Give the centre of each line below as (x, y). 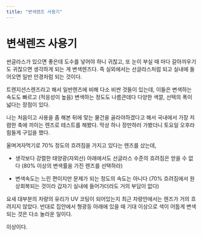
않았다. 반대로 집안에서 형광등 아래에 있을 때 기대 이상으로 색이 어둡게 (104, 206)
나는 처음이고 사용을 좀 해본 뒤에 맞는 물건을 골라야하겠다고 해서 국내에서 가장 (97, 117)
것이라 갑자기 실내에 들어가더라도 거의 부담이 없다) (100, 186)
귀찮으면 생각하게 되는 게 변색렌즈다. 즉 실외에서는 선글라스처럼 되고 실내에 (100, 69)
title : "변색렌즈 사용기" (34, 12)
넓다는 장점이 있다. (28, 104)
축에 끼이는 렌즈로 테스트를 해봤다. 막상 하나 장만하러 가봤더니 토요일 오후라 (106, 125)
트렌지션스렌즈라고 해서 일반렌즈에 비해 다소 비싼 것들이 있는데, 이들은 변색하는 (99, 89)
